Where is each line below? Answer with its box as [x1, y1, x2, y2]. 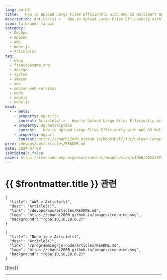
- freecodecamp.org [9, 63, 50, 68]
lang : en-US [5, 7, 30, 12]
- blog [9, 58, 23, 63]
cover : [5, 155, 19, 160]
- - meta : [9, 109, 30, 114]
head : [5, 104, 16, 109]
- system [9, 72, 28, 77]
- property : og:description [14, 123, 72, 128]
